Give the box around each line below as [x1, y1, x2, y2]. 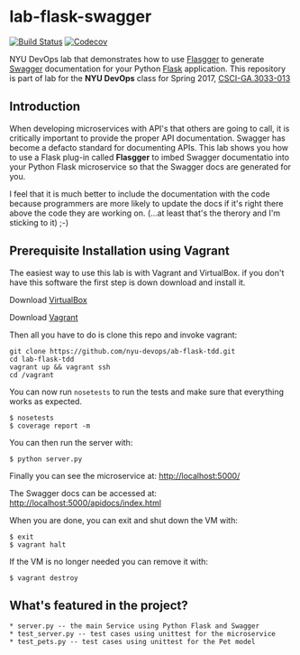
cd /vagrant [9, 370, 54, 380]
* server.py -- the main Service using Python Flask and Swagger [9, 622, 259, 631]
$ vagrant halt [9, 540, 67, 549]
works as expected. [9, 395, 83, 407]
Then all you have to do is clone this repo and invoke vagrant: [9, 329, 238, 340]
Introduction [9, 99, 81, 115]
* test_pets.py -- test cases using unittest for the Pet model [9, 638, 256, 647]
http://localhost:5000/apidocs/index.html [9, 497, 162, 508]
